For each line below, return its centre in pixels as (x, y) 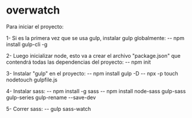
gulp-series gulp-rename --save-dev (51, 97)
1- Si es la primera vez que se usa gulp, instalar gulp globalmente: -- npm (95, 38)
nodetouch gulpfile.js (32, 80)
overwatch (33, 10)
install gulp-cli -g (27, 44)
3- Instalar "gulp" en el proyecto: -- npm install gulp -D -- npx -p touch (92, 73)
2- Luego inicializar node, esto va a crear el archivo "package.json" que (93, 55)
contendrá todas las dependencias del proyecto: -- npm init (79, 62)
